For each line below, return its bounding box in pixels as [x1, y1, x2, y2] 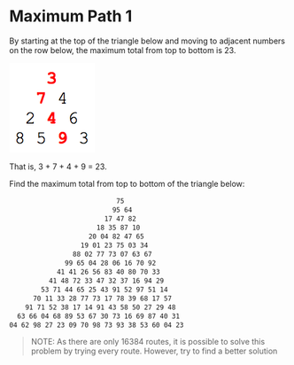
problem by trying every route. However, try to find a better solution [30, 346, 278, 356]
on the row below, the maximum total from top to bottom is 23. [9, 44, 236, 55]
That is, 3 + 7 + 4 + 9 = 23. [9, 161, 108, 172]
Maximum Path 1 [9, 6, 133, 27]
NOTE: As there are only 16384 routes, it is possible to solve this [30, 336, 266, 346]
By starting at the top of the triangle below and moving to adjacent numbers [9, 35, 286, 46]
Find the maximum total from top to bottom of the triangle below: [9, 178, 245, 189]
